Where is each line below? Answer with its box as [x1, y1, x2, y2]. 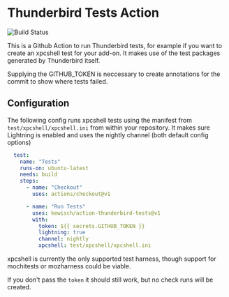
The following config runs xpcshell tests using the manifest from [7, 116, 192, 124]
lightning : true [38, 229, 86, 236]
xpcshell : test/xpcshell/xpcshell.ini [38, 242, 152, 249]
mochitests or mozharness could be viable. [7, 262, 131, 270]
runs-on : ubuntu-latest [20, 165, 89, 172]
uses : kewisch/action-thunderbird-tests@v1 [32, 209, 161, 217]
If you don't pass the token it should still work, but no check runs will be [7, 275, 214, 284]
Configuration [7, 98, 70, 109]
